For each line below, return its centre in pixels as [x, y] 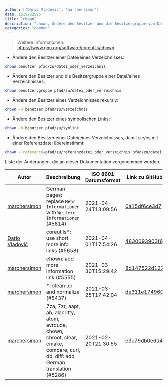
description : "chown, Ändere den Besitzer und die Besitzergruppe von [80, 24]
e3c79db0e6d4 [144, 340]
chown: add [60, 259]
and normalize [63, 292]
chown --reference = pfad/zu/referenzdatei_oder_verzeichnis [68, 152]
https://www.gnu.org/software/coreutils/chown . [66, 48]
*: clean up [60, 285]
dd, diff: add [61, 356]
